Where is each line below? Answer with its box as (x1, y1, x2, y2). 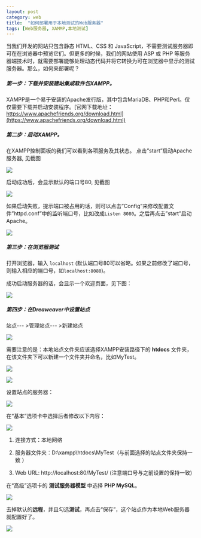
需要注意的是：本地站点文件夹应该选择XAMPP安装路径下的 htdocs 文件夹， (6, 346, 193, 353)
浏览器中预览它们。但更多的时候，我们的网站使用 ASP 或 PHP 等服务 (22, 50, 190, 57)
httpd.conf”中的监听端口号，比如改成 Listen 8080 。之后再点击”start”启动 (14, 210, 192, 217)
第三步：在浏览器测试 (6, 243, 59, 250)
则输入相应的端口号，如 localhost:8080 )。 (6, 267, 109, 274)
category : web (6, 14, 42, 20)
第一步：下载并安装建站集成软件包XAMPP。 (6, 80, 115, 87)
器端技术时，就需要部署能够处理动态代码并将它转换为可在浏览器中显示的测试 (6, 57, 195, 65)
